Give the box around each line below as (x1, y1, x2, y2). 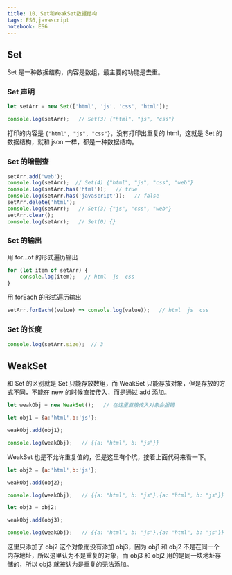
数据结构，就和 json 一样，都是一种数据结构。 (7, 138, 139, 146)
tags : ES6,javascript (7, 17, 70, 24)
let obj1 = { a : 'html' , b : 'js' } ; (7, 414, 98, 422)
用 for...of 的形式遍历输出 (7, 252, 78, 261)
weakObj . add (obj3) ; (7, 517, 64, 524)
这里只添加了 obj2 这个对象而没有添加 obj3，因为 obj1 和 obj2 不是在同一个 (7, 542, 220, 551)
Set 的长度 (7, 325, 42, 334)
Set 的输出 (7, 236, 42, 246)
